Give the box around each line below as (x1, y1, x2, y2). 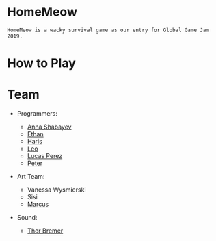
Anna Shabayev (27, 123, 72, 131)
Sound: (16, 214, 38, 222)
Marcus (27, 200, 49, 209)
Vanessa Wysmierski (27, 186, 87, 194)
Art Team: (16, 173, 45, 181)
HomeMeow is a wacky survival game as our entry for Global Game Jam (7, 27, 210, 34)
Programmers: (16, 110, 58, 118)
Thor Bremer (27, 227, 64, 235)
